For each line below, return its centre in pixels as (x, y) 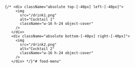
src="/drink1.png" (38, 15)
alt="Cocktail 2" (37, 49)
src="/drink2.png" (38, 45)
